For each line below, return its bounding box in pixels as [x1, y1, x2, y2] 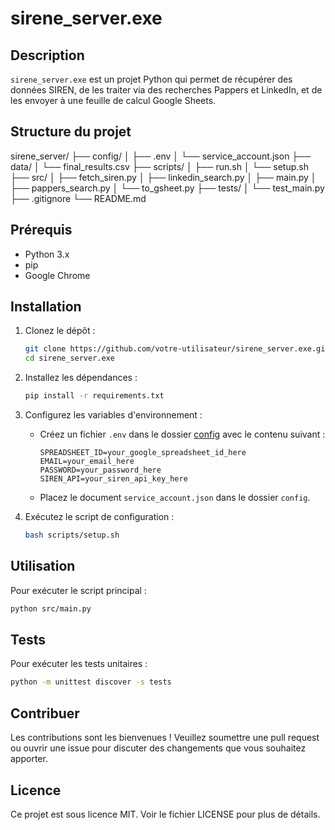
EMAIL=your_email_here [39, 457, 135, 467]
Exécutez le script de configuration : [24, 511, 175, 523]
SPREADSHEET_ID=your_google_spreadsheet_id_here [39, 448, 247, 458]
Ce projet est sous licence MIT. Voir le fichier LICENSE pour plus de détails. [10, 808, 321, 820]
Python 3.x [24, 248, 70, 260]
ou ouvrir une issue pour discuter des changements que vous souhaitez [10, 742, 307, 754]
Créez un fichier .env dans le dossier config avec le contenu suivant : [39, 428, 326, 441]
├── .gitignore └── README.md [10, 192, 147, 204]
